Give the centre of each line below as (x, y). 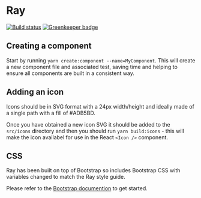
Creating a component (49, 46)
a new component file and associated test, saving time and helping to (92, 67)
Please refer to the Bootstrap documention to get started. (77, 188)
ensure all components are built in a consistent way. (70, 73)
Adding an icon (35, 92)
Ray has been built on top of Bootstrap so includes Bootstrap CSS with (93, 170)
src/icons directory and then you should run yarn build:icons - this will (95, 131)
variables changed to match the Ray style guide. (66, 177)
